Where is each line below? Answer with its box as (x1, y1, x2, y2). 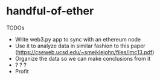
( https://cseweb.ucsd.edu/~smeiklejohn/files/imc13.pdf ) (14, 48, 155, 55)
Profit (14, 67, 29, 75)
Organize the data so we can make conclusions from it (14, 55, 151, 62)
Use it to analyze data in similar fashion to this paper (14, 42, 146, 49)
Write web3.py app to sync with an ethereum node (14, 35, 141, 43)
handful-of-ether (6, 4, 94, 18)
